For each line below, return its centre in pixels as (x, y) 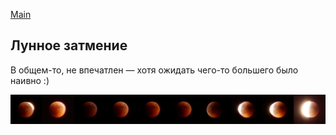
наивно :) (30, 80)
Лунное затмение (69, 45)
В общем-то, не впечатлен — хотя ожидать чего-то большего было (154, 70)
